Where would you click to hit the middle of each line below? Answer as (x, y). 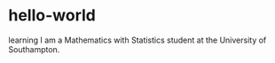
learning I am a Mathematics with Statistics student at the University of (137, 40)
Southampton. (34, 49)
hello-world (52, 16)
